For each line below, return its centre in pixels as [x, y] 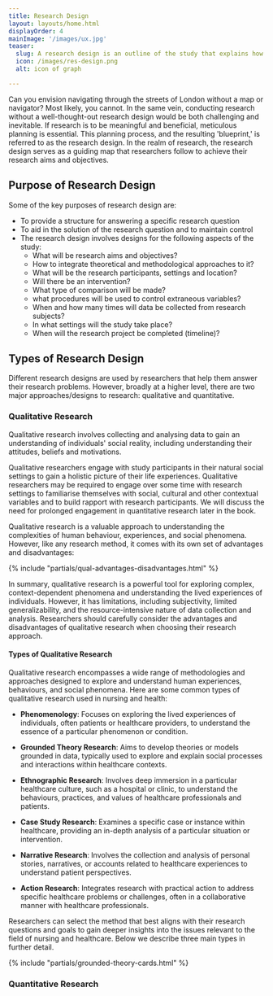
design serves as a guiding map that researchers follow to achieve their [128, 151]
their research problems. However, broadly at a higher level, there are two [132, 387]
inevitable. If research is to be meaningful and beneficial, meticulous [123, 125]
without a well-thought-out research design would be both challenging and [134, 116]
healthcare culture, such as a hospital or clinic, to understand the [129, 788]
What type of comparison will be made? [99, 290]
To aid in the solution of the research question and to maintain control [136, 229]
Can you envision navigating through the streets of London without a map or [136, 99]
